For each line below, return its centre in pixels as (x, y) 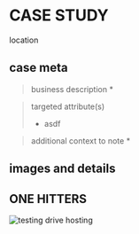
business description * (72, 89)
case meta (39, 68)
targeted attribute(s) (68, 106)
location (24, 40)
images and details (62, 169)
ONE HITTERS (48, 199)
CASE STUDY (59, 16)
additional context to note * (81, 140)
